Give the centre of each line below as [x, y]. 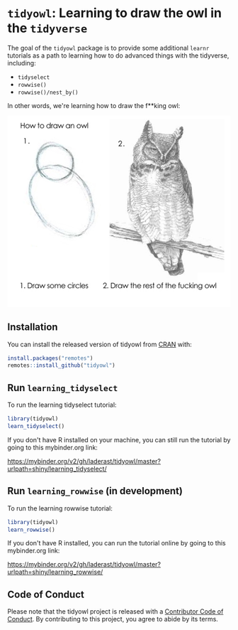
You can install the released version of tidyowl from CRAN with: [100, 344]
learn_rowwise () [31, 530]
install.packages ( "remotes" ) [50, 358]
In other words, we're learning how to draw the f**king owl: [94, 105]
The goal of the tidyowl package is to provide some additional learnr [108, 48]
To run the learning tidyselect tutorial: [62, 405]
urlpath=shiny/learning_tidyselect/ [57, 469]
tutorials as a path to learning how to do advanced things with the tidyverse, [118, 55]
